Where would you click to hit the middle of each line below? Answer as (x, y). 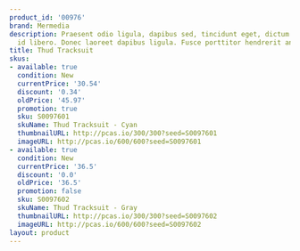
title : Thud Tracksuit (51, 51)
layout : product (39, 232)
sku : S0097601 (43, 117)
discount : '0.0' (47, 174)
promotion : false (50, 191)
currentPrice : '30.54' (59, 84)
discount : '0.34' (50, 92)
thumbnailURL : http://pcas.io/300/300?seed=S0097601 (117, 134)
